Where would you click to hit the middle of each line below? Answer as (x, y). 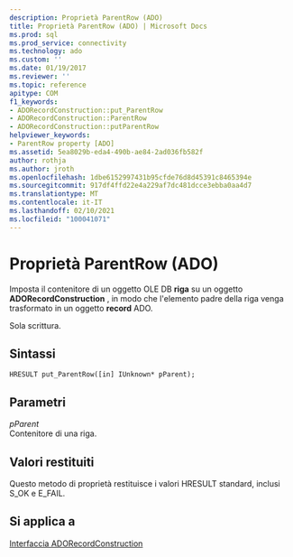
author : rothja (38, 160)
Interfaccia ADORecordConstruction (76, 543)
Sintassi (32, 353)
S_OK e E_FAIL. (37, 493)
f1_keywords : (34, 102)
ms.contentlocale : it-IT (56, 203)
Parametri (37, 402)
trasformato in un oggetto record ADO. (81, 308)
